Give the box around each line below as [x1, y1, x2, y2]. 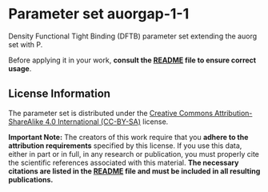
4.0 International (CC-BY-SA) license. [45, 117, 169, 126]
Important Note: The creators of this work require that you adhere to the [8, 132, 249, 142]
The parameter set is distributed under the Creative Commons [8, 108, 214, 118]
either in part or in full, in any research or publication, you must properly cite [8, 149, 260, 158]
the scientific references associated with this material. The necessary [8, 158, 239, 167]
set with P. [8, 39, 43, 49]
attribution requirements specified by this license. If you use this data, [8, 141, 242, 150]
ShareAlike [8, 117, 44, 126]
